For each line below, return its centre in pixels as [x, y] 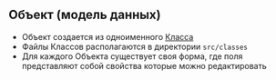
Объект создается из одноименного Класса [107, 36]
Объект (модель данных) [85, 15]
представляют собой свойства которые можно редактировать [144, 65]
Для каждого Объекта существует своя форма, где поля [132, 56]
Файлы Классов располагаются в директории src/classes [134, 46]
